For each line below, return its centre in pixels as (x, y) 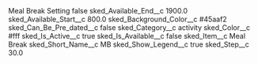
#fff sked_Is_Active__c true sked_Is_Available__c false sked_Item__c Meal (127, 36)
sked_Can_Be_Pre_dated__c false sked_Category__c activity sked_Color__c (129, 28)
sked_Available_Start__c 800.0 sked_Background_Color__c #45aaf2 (118, 19)
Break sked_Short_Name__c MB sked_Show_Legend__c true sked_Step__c (129, 44)
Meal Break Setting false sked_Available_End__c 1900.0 (98, 11)
